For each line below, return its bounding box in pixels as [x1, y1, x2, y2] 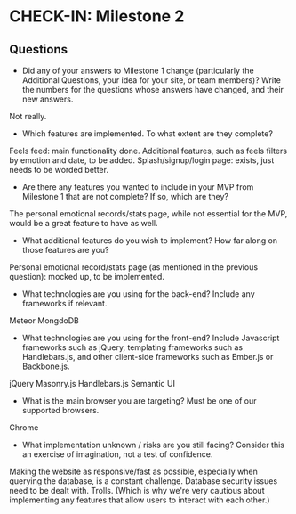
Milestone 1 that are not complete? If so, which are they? [21, 192, 229, 201]
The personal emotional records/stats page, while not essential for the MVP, [9, 208, 288, 219]
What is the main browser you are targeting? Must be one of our [21, 396, 257, 406]
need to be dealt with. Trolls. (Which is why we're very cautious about [9, 485, 265, 495]
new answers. [21, 94, 74, 104]
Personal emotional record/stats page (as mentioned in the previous [9, 262, 259, 273]
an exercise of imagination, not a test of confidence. [21, 449, 213, 460]
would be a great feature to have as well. [9, 218, 158, 228]
